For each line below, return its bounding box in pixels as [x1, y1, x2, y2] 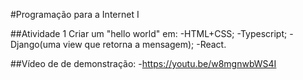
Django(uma [10, 39, 62, 50]
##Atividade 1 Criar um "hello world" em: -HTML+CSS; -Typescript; [10, 28, 288, 39]
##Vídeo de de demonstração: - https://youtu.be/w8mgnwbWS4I [10, 58, 277, 69]
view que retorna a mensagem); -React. [63, 39, 227, 50]
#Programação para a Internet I [10, 9, 140, 20]
